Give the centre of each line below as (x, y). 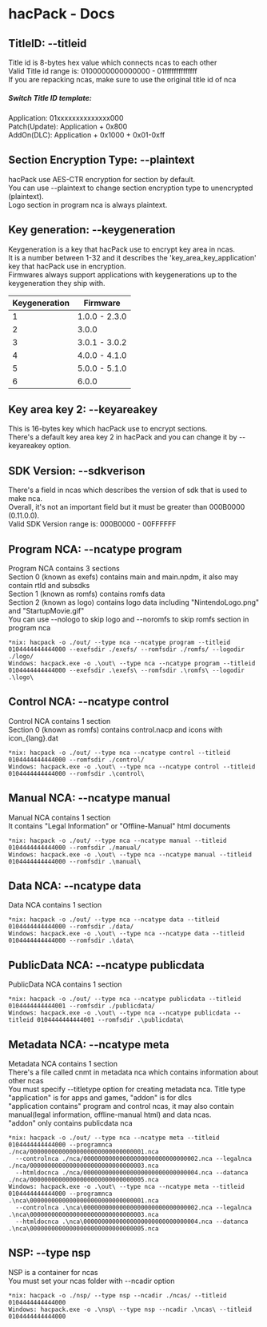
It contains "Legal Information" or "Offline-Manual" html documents (120, 826)
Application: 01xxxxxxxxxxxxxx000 (66, 117)
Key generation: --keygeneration (92, 230)
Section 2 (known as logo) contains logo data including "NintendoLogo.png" (134, 602)
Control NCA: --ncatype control (89, 702)
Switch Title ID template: (50, 97)
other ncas (26, 1081)
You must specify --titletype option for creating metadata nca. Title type (127, 1089)
